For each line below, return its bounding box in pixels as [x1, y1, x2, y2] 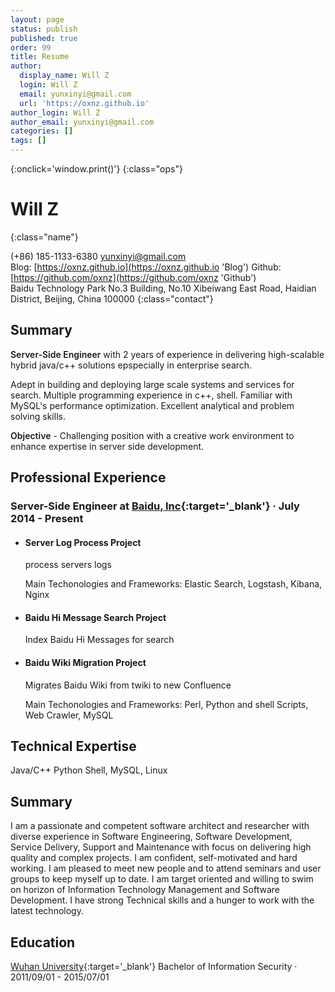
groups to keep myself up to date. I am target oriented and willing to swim [10, 873, 314, 885]
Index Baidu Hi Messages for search [24, 634, 175, 646]
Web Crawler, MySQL [24, 709, 114, 721]
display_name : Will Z [19, 71, 110, 81]
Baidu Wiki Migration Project [24, 657, 147, 669]
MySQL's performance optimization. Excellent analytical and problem [10, 399, 295, 411]
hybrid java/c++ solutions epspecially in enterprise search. [10, 359, 253, 371]
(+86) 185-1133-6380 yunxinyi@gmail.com [10, 250, 187, 262]
